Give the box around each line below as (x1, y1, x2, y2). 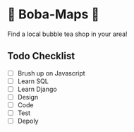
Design (17, 92, 39, 101)
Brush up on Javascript (17, 68, 86, 77)
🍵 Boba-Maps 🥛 (7, 6, 100, 23)
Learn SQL (17, 77, 49, 85)
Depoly (17, 116, 39, 126)
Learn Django (17, 85, 58, 93)
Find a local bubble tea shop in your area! (7, 30, 128, 38)
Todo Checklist (7, 50, 75, 62)
